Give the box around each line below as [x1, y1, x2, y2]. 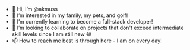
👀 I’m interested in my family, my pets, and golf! [11, 12, 128, 19]
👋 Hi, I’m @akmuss [11, 6, 58, 12]
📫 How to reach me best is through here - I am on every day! [11, 37, 162, 44]
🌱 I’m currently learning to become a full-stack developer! [11, 18, 153, 25]
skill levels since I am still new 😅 [11, 31, 92, 38]
